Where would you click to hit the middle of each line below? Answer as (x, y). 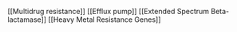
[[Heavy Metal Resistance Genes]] (105, 20)
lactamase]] (27, 20)
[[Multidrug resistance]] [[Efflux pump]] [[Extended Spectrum (108, 11)
